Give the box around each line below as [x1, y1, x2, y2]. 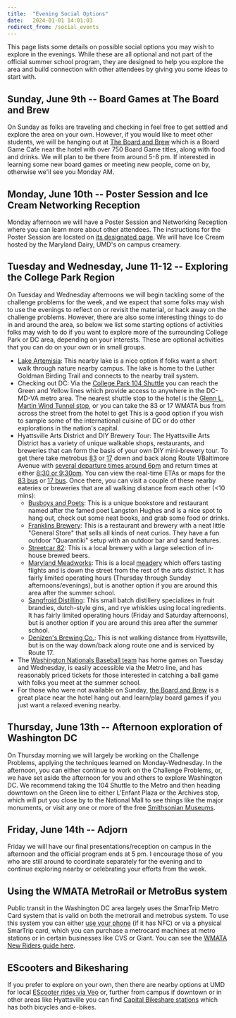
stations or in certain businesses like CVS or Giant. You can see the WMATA [7, 934, 228, 943]
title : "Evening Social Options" [7, 10, 109, 18]
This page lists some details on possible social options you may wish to [7, 43, 215, 51]
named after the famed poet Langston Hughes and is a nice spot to [27, 506, 223, 514]
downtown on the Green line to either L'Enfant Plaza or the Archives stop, [7, 788, 220, 797]
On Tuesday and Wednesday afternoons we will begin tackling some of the [7, 290, 225, 299]
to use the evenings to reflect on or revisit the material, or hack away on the [7, 305, 227, 314]
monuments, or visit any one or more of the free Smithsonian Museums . [7, 803, 216, 812]
